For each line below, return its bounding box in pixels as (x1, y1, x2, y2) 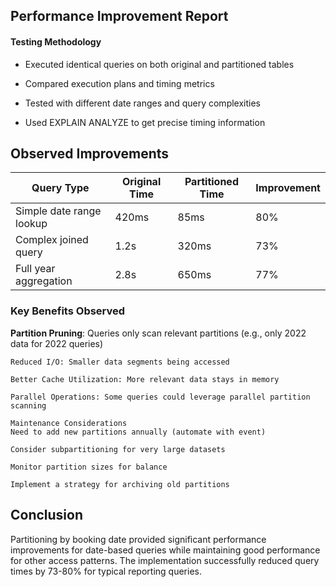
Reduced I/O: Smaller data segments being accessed (10, 357, 230, 367)
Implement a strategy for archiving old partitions (10, 479, 230, 489)
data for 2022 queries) (10, 337, 104, 349)
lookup (15, 217, 48, 231)
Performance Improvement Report (10, 8, 229, 25)
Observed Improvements (10, 145, 170, 162)
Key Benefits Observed (10, 304, 126, 318)
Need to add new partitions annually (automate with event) (10, 427, 267, 437)
